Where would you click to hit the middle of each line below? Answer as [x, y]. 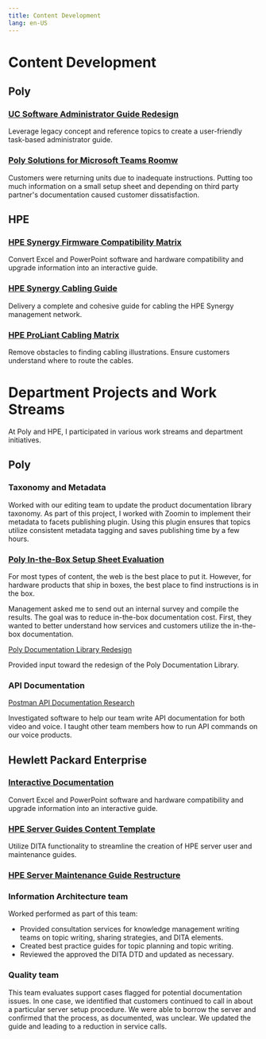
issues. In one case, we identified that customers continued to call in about [131, 1001]
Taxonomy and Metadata [57, 488]
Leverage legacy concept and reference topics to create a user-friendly [125, 131]
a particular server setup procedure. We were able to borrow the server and [132, 1009]
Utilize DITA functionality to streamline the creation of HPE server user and [130, 846]
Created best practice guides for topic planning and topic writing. [127, 946]
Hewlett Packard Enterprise [77, 760]
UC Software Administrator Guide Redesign [94, 114]
